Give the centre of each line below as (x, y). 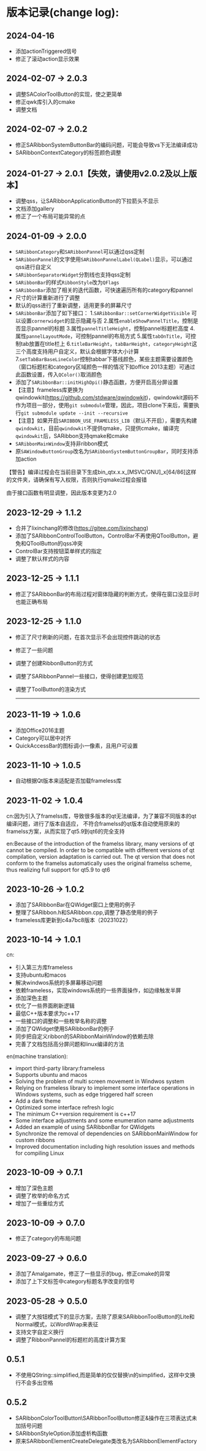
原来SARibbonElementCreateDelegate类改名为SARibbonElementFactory (106, 1441)
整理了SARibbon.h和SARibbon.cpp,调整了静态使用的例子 (86, 912)
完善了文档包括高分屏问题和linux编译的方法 (70, 1044)
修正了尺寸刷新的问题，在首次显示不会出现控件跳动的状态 (88, 637)
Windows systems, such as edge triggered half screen (84, 1094)
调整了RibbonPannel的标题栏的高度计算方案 (70, 1340)
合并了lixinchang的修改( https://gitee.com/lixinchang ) (82, 528)
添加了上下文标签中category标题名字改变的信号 (75, 1281)
